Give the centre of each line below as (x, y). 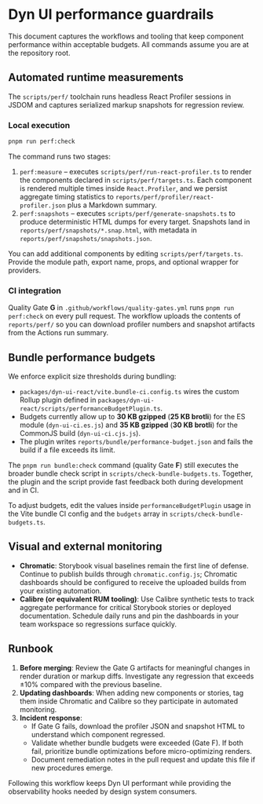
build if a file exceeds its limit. (67, 450)
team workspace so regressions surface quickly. (98, 624)
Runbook (31, 649)
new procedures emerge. (72, 768)
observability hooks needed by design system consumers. (103, 791)
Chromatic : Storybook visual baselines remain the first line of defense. (134, 565)
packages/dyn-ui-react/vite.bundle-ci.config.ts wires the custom (129, 392)
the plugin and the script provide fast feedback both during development (126, 482)
